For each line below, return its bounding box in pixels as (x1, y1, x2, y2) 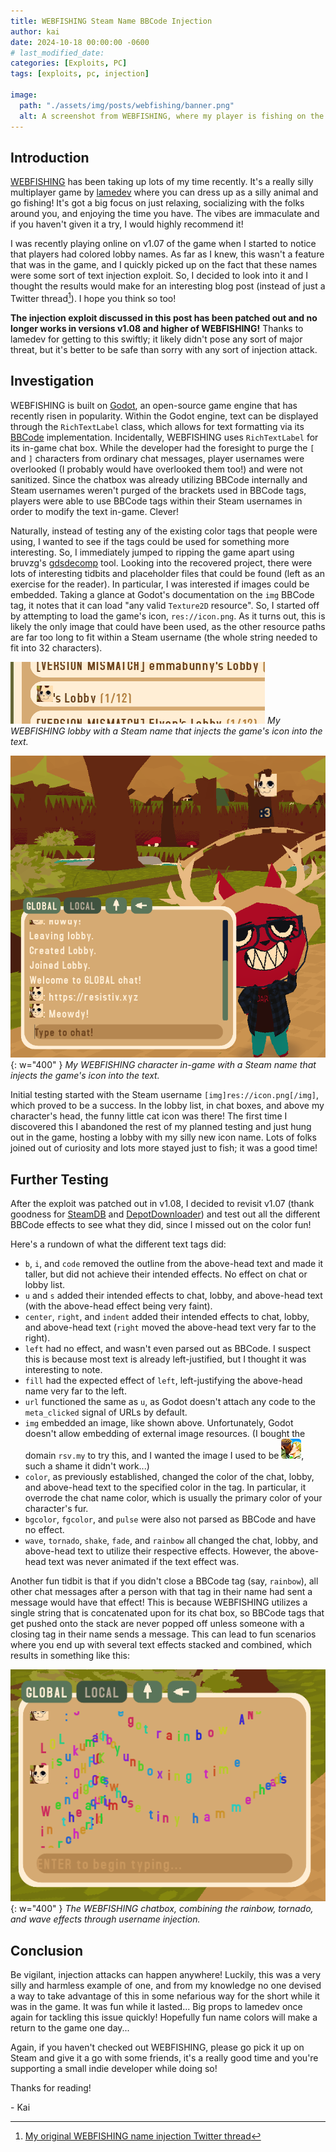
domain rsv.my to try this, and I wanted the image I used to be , (24, 1450, 305, 1462)
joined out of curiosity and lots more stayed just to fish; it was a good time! (10, 1142, 318, 1154)
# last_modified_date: (10, 48, 105, 58)
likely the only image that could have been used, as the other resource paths (10, 620, 326, 632)
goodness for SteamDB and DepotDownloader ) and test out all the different (10, 1208, 321, 1220)
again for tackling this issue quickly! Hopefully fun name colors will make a (10, 2011, 318, 2023)
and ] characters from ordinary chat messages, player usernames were (10, 452, 305, 464)
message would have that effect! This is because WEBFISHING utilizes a (10, 1596, 308, 1609)
